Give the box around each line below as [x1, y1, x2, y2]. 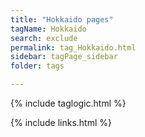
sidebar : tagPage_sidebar [10, 52, 118, 62]
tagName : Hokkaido [10, 24, 87, 34]
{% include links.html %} [10, 117, 112, 128]
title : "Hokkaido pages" [10, 14, 114, 25]
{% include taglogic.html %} [10, 97, 127, 109]
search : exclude [10, 33, 78, 43]
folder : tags [10, 61, 65, 71]
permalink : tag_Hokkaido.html [10, 42, 137, 53]
